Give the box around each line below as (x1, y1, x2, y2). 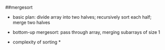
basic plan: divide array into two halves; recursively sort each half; (12, 14, 152, 20)
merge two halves (12, 20, 51, 25)
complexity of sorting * (12, 39, 61, 45)
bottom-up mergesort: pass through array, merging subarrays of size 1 (12, 29, 160, 35)
